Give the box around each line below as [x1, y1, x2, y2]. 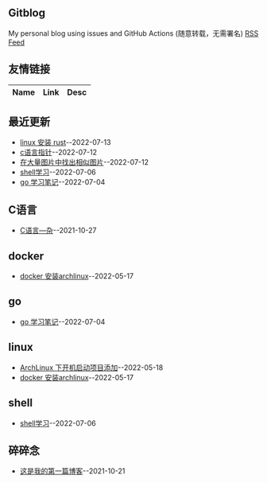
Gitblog [8, 6, 46, 20]
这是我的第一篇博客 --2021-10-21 [19, 466, 126, 476]
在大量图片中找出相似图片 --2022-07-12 [19, 158, 149, 167]
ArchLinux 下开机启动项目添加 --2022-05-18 [19, 362, 164, 372]
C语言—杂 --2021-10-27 [19, 226, 97, 236]
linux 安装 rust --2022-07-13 [19, 138, 111, 147]
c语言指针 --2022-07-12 [19, 147, 98, 158]
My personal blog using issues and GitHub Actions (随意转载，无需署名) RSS [8, 28, 259, 38]
